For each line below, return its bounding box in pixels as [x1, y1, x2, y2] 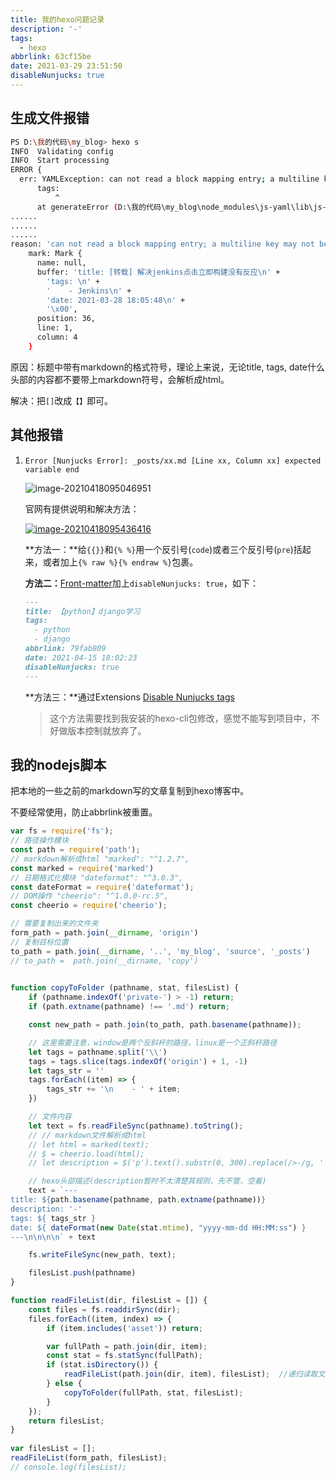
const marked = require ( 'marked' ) [10, 863, 155, 873]
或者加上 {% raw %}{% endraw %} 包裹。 [42, 556, 199, 568]
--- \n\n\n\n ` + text [10, 1232, 97, 1242]
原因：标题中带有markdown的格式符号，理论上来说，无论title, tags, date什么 [10, 361, 325, 373]
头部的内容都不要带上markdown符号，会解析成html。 [10, 373, 230, 385]
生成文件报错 [10, 110, 90, 127]
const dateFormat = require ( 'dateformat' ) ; [10, 882, 195, 892]
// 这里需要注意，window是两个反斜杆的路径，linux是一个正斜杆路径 [28, 1037, 278, 1048]
